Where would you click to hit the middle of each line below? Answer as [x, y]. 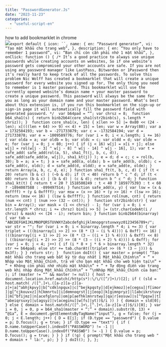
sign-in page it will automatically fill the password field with [75, 109]
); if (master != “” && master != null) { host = [58, 275]
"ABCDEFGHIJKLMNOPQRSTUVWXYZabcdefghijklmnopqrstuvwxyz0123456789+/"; [80, 222]
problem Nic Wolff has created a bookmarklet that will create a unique [82, 79]
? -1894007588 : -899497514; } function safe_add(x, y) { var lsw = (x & [83, 188]
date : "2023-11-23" [25, 14]
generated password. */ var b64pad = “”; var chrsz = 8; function [78, 114]
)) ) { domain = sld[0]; [135, 301]
